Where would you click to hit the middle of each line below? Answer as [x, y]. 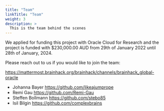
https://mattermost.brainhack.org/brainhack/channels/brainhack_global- [80, 72]
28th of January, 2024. [29, 53]
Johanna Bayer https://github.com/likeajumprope [63, 87]
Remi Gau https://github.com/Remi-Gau [53, 93]
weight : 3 [15, 19]
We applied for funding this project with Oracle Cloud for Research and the [82, 42]
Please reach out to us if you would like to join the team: [63, 63]
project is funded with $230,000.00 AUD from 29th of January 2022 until [80, 48]
